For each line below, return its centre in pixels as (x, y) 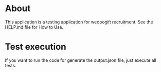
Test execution (36, 47)
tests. (10, 65)
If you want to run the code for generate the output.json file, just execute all (81, 60)
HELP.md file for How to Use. (34, 27)
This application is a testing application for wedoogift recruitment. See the (79, 22)
